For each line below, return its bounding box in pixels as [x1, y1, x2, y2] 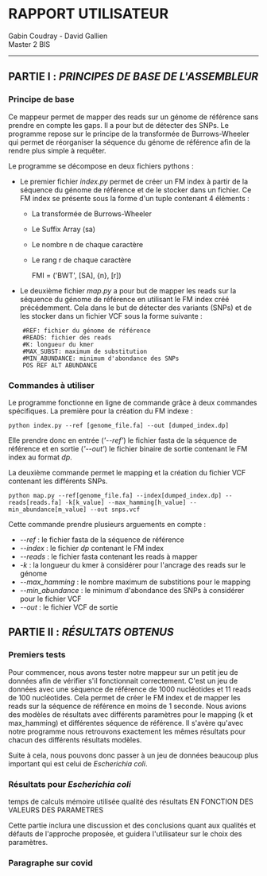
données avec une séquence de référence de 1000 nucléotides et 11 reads [8, 684, 252, 694]
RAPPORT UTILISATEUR [8, 5, 169, 23]
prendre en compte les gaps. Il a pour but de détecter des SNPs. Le [8, 120, 229, 130]
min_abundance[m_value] [8, 506, 87, 514]
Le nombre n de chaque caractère [31, 239, 144, 249]
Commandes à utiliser [8, 379, 95, 390]
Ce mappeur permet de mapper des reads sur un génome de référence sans [8, 112, 259, 122]
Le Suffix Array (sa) [31, 224, 96, 234]
